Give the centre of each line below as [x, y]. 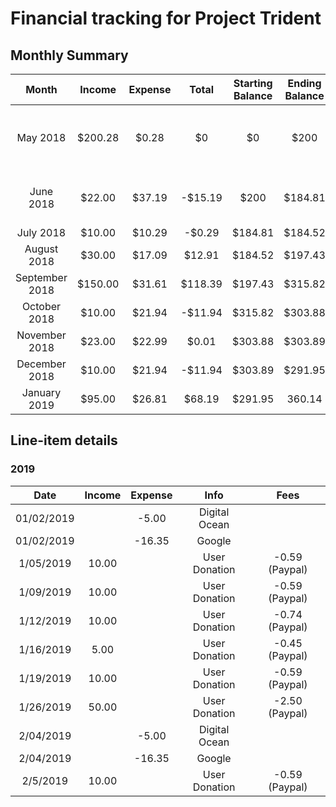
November [41, 335]
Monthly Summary [69, 55]
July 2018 [41, 232]
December [41, 364]
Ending [304, 83]
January [41, 392]
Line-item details [64, 440]
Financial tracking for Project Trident [166, 18]
